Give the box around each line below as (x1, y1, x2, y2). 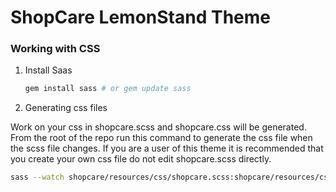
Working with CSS (10, 42, 101, 56)
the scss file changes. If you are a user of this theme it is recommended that (10, 142, 324, 155)
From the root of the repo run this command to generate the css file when (10, 132, 313, 144)
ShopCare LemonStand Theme (10, 6, 271, 29)
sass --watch (10, 172, 65, 183)
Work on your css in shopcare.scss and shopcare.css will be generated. (10, 121, 307, 133)
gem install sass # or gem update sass (24, 84, 192, 94)
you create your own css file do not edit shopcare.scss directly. (10, 153, 272, 165)
